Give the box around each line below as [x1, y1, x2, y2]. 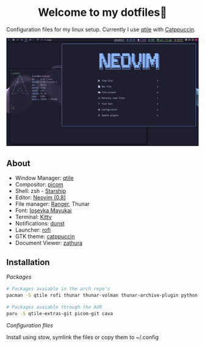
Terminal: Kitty [15, 213, 52, 221]
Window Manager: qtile [15, 174, 74, 182]
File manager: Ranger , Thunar [15, 200, 90, 208]
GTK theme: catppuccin [15, 233, 75, 240]
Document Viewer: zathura [15, 239, 83, 247]
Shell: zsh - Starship [15, 188, 67, 195]
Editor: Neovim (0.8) [15, 194, 66, 201]
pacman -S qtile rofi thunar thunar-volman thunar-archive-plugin [6, 292, 179, 298]
